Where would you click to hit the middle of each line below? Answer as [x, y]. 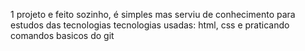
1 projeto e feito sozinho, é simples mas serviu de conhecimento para [153, 14]
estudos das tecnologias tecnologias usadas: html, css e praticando [150, 25]
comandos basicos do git [62, 35]
